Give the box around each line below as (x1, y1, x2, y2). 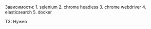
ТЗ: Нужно (5, 19, 27, 24)
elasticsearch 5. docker (5, 9, 52, 15)
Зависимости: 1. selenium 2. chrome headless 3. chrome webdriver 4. (5, 4, 147, 10)
